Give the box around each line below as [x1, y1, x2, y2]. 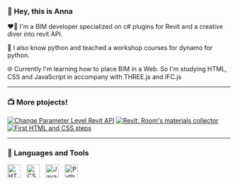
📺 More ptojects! [7, 97, 68, 107]
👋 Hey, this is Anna [7, 6, 73, 16]
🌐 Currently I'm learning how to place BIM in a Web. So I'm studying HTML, [7, 65, 227, 73]
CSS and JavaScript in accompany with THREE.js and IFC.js [7, 73, 182, 81]
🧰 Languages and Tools [7, 148, 89, 157]
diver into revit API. [7, 30, 63, 38]
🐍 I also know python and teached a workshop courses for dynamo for [7, 44, 213, 52]
